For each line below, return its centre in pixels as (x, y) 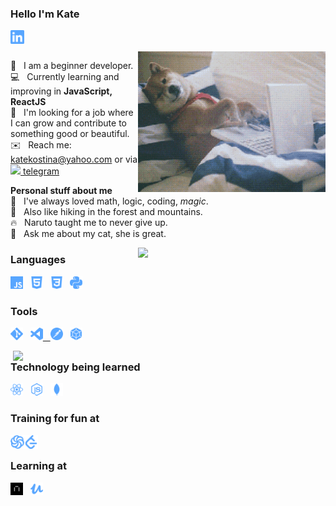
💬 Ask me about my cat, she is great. (88, 234)
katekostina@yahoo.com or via (74, 159)
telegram (41, 171)
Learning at (38, 466)
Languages (38, 260)
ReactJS (28, 102)
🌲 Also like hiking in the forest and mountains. (106, 212)
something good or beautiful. (70, 134)
